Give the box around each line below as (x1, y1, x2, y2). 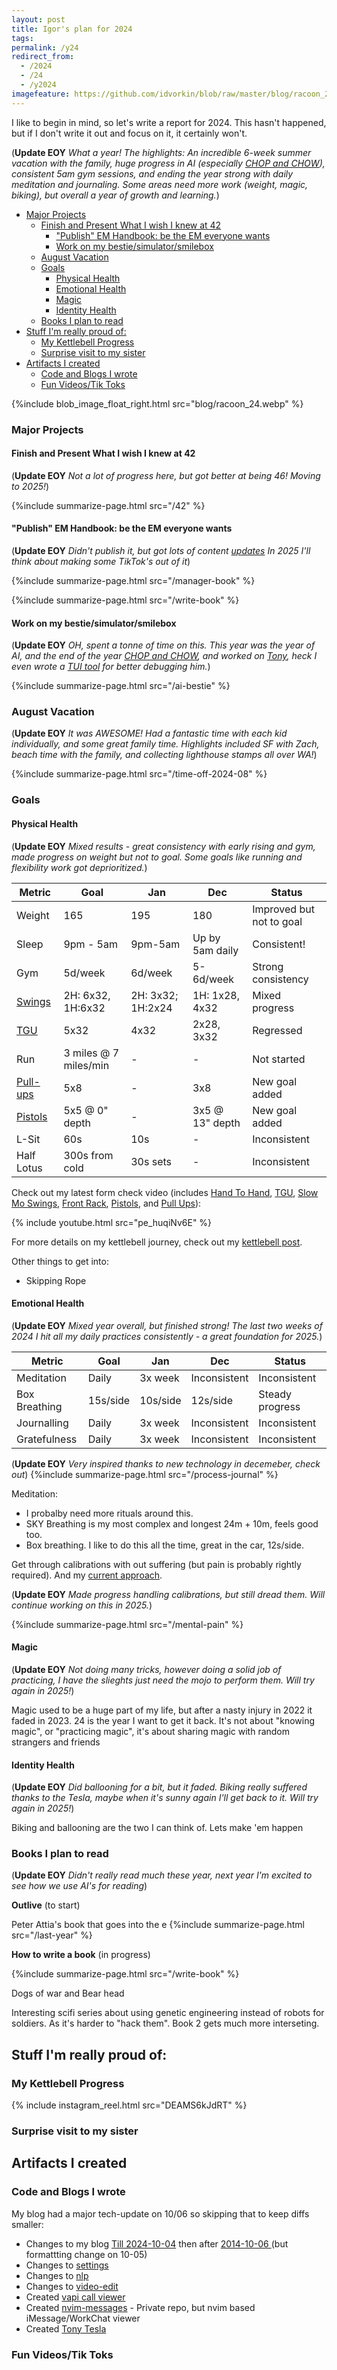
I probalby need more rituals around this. (25, 1507, 194, 1519)
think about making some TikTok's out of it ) (11, 555, 191, 567)
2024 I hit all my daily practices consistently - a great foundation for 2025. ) (11, 1330, 323, 1342)
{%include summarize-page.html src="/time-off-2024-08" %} (11, 768, 268, 780)
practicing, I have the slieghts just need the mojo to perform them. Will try (11, 1674, 315, 1686)
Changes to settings (25, 2259, 109, 2271)
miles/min (63, 1058, 110, 1072)
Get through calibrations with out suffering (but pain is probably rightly (11, 1558, 302, 1570)
